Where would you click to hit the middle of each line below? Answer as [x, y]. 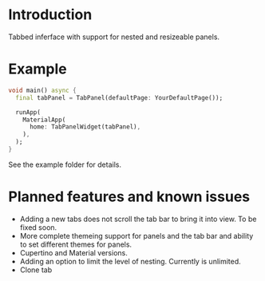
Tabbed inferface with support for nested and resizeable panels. [114, 37]
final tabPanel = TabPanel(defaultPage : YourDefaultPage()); [119, 97]
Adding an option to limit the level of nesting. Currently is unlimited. [130, 261]
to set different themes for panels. [76, 244]
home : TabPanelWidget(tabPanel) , [85, 127]
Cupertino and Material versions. [73, 252]
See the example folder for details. [65, 164]
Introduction [50, 15]
